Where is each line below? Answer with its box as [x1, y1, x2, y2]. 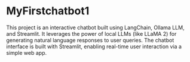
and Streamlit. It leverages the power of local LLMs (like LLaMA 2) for [6, 30, 177, 37]
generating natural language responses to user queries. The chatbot [6, 36, 174, 44]
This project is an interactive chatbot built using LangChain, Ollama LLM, [6, 24, 185, 31]
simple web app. [6, 49, 47, 56]
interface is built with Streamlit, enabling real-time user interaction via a [6, 43, 182, 50]
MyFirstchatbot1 [6, 4, 90, 18]
